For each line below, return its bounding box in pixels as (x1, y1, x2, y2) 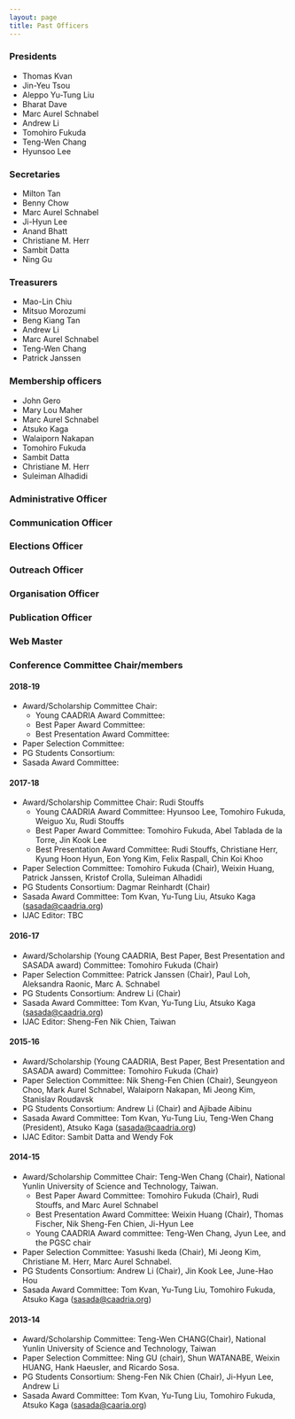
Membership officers (9, 375, 102, 387)
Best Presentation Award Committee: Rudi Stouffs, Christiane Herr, (35, 844, 278, 855)
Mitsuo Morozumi (21, 306, 87, 316)
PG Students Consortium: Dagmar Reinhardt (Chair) (21, 882, 211, 893)
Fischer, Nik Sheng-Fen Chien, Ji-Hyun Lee (35, 1219, 194, 1229)
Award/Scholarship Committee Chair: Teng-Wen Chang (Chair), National (21, 1172, 285, 1182)
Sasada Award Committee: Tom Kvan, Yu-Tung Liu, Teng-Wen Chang (21, 1112, 275, 1123)
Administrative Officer (9, 493, 108, 505)
